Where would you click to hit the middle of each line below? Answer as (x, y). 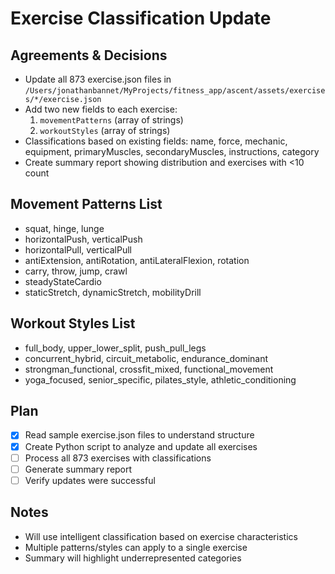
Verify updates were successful (90, 480)
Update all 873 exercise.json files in (98, 79)
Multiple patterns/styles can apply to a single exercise (136, 547)
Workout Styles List (73, 323)
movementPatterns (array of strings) (111, 120)
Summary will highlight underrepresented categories (133, 558)
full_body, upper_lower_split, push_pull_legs (115, 348)
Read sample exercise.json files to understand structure (139, 435)
